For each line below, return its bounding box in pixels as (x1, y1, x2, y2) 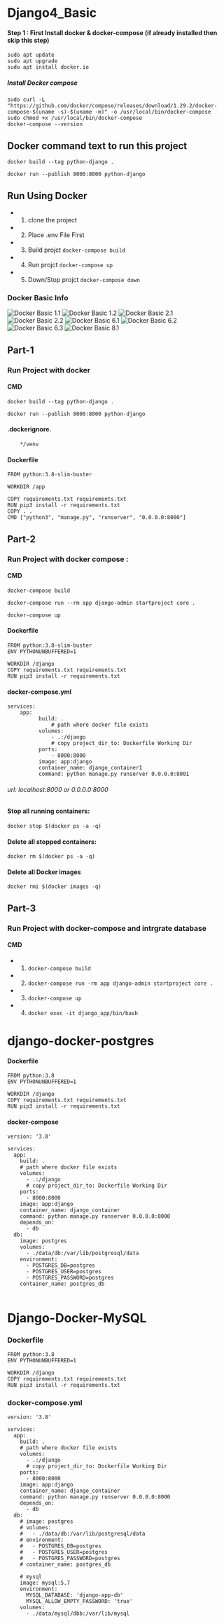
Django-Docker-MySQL (7, 1310, 147, 1326)
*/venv (20, 441, 39, 448)
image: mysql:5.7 (20, 1580, 71, 1587)
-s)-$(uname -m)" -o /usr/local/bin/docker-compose (57, 109, 211, 116)
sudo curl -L (7, 96, 45, 103)
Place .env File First (27, 230, 85, 239)
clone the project (27, 215, 77, 224)
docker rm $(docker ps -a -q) (7, 853, 96, 860)
